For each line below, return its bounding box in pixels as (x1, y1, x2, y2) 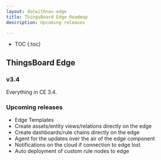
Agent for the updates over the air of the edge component (14, 135, 155, 142)
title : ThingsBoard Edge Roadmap (6, 14, 88, 20)
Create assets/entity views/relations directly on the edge (14, 122, 152, 130)
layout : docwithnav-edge (6, 8, 67, 15)
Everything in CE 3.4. (6, 88, 57, 96)
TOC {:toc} (14, 40, 41, 47)
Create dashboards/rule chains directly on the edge (14, 129, 140, 136)
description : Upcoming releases (6, 19, 85, 25)
